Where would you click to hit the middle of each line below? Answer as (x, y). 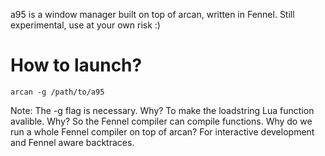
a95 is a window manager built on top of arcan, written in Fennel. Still (152, 14)
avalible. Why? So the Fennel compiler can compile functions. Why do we (161, 121)
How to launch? (76, 65)
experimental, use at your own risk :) (85, 25)
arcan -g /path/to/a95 (57, 92)
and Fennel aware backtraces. (72, 142)
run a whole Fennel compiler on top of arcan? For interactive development (162, 131)
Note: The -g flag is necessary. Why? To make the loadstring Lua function (162, 110)
